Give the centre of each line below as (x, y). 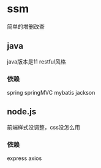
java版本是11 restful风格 (36, 61)
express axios (24, 158)
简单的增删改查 (26, 26)
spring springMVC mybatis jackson (51, 93)
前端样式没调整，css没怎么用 (43, 127)
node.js (22, 112)
